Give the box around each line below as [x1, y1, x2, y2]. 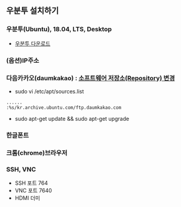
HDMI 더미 [14, 194, 41, 202]
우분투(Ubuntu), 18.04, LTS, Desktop [6, 25, 112, 34]
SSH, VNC [6, 165, 36, 173]
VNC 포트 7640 [14, 187, 53, 194]
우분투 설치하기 [6, 5, 59, 16]
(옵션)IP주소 [6, 56, 39, 65]
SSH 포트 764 [14, 179, 48, 187]
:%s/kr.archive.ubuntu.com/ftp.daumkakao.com [6, 104, 121, 111]
